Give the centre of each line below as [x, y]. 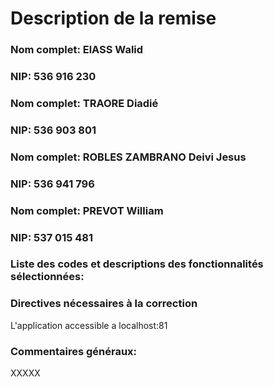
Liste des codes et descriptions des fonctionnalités [137, 264]
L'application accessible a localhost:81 [89, 325]
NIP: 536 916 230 [53, 77]
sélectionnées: [47, 277]
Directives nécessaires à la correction [104, 304]
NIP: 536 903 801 [53, 130]
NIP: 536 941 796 [52, 184]
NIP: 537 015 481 [52, 237]
